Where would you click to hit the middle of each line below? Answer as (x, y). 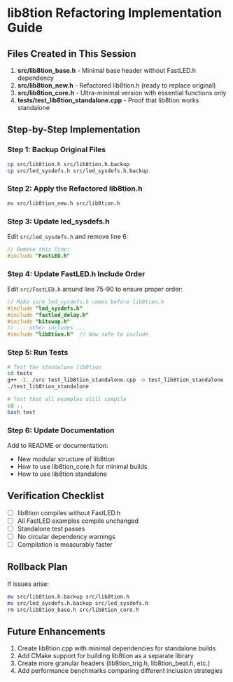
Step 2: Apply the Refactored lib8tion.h (75, 189)
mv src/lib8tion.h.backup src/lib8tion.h (69, 596)
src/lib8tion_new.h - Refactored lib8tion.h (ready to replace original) (116, 85)
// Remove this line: (39, 249)
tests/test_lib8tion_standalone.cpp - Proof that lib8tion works (108, 100)
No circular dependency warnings (66, 536)
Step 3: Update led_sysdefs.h (58, 221)
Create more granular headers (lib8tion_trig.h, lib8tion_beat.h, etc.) (114, 663)
